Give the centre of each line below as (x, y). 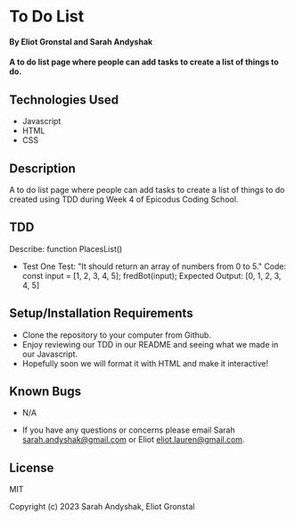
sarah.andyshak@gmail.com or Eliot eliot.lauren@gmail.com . (133, 440)
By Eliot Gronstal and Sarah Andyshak (81, 41)
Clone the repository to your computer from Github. (117, 335)
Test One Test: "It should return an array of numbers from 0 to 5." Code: (154, 266)
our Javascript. (50, 354)
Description (42, 168)
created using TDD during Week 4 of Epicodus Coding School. (124, 199)
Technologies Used (64, 100)
